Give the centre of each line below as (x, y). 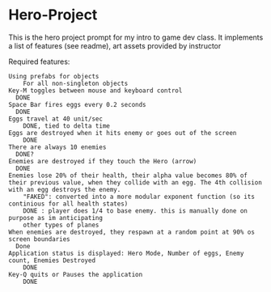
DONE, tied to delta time (67, 126)
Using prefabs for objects (54, 76)
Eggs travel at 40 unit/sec (56, 119)
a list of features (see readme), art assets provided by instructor (115, 45)
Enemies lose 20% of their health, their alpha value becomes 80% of (128, 176)
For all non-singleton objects (76, 83)
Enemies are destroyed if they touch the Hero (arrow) (103, 161)
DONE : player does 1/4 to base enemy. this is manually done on (135, 211)
